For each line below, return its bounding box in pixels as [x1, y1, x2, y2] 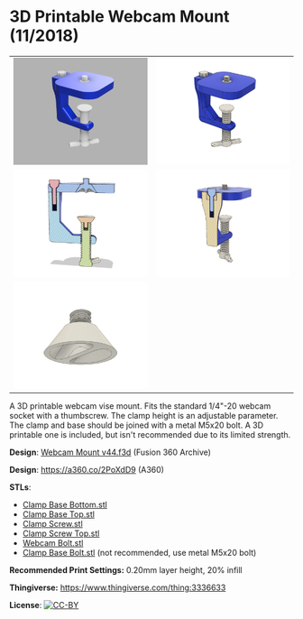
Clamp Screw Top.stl [22, 528, 100, 539]
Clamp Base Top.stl [22, 508, 95, 520]
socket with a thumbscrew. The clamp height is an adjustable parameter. [9, 410, 279, 420]
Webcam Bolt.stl [22, 537, 84, 548]
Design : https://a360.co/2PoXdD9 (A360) [9, 464, 165, 475]
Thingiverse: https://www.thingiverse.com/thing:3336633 [9, 582, 226, 593]
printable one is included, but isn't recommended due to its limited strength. [9, 429, 291, 439]
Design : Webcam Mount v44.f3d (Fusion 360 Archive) [9, 447, 212, 457]
